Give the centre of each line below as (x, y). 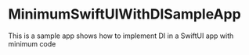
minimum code (32, 43)
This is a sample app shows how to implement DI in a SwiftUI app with (121, 36)
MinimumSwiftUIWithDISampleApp (125, 14)
